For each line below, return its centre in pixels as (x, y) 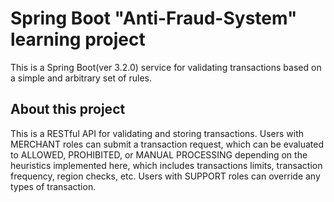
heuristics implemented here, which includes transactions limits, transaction (166, 165)
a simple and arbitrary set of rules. (81, 78)
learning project (78, 39)
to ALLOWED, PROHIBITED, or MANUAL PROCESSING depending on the (159, 154)
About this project (68, 109)
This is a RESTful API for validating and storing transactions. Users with (157, 133)
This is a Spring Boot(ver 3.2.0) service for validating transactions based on (166, 67)
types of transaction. (53, 186)
